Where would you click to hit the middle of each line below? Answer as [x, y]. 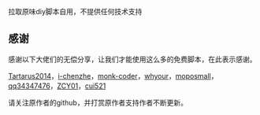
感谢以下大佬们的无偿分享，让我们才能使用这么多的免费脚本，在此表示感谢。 [132, 59]
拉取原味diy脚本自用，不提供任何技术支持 [75, 11]
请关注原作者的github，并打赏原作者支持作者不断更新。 [98, 102]
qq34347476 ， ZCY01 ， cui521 [57, 86]
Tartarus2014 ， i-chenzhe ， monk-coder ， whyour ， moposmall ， [113, 76]
